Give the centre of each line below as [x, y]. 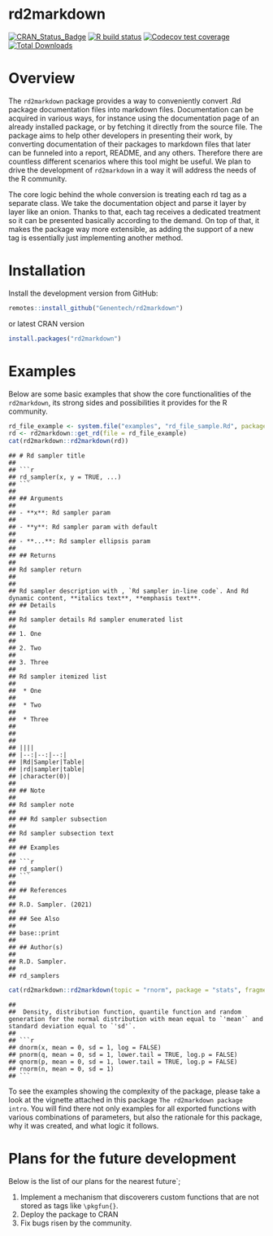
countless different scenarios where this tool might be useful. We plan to [130, 161]
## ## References [38, 891]
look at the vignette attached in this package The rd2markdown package [126, 1100]
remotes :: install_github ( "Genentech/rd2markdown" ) [96, 308]
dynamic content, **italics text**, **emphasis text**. [105, 598]
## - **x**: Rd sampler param [60, 513]
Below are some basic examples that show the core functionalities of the [130, 394]
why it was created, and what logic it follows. [84, 1126]
